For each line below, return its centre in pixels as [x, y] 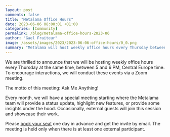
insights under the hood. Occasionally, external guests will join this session [83, 108]
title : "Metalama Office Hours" [39, 19]
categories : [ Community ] [31, 29]
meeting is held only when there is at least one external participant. [75, 129]
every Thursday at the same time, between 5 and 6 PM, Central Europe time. [85, 67]
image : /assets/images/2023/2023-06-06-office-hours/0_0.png [71, 43]
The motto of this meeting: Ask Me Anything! [52, 88]
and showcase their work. [32, 114]
